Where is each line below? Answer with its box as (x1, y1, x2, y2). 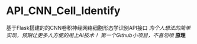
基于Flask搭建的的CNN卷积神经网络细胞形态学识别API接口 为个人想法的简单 (6, 24, 191, 31)
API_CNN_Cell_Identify (6, 4, 121, 18)
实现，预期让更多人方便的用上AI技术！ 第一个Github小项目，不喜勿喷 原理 (6, 31, 186, 39)
